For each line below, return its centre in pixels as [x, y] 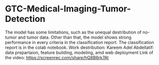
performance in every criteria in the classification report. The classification [79, 42]
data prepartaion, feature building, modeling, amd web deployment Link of [79, 52]
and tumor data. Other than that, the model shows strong [75, 37]
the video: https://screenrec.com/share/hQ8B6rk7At [57, 57]
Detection [25, 19]
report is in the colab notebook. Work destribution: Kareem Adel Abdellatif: [79, 47]
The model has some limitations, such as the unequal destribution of [73, 32]
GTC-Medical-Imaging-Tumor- [68, 9]
